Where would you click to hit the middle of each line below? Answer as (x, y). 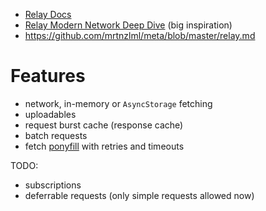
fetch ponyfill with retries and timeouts (104, 146)
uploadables (50, 114)
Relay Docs (48, 14)
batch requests (56, 135)
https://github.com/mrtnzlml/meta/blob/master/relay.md (140, 35)
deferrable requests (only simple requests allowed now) (139, 195)
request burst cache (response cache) (104, 125)
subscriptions (53, 185)
